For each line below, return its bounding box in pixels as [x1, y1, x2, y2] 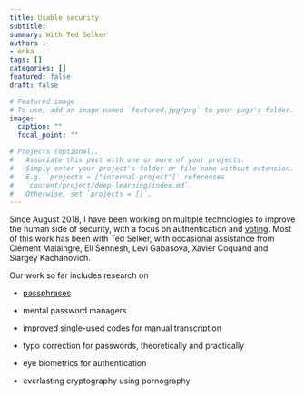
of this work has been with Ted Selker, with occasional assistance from [9, 233, 275, 245]
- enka [9, 47, 34, 56]
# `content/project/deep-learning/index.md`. [9, 180, 193, 190]
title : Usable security [9, 13, 100, 23]
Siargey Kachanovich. [9, 253, 91, 264]
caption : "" [17, 122, 64, 131]
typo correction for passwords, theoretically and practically [22, 341, 245, 352]
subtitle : [9, 22, 47, 31]
